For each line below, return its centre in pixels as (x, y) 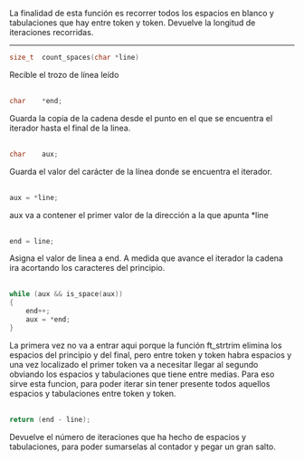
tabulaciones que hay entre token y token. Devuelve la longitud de (133, 23)
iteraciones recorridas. (52, 32)
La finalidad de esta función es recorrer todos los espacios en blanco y (142, 13)
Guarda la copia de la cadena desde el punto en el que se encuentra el (141, 118)
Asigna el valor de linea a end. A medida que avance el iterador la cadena (146, 258)
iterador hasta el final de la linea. (70, 128)
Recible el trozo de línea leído (64, 74)
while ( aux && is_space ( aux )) (66, 294)
